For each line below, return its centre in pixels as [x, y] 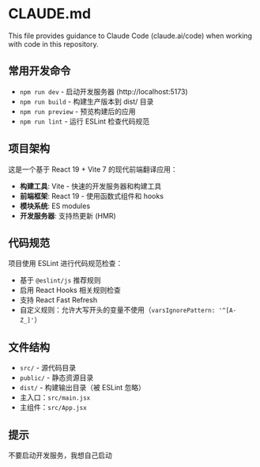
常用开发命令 [40, 71]
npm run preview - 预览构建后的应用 [77, 111]
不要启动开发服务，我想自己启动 [60, 455]
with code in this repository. [53, 44]
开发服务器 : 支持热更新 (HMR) [68, 215]
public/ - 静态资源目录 [57, 378]
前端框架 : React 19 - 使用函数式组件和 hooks [92, 196]
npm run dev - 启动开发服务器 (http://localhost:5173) [104, 91]
